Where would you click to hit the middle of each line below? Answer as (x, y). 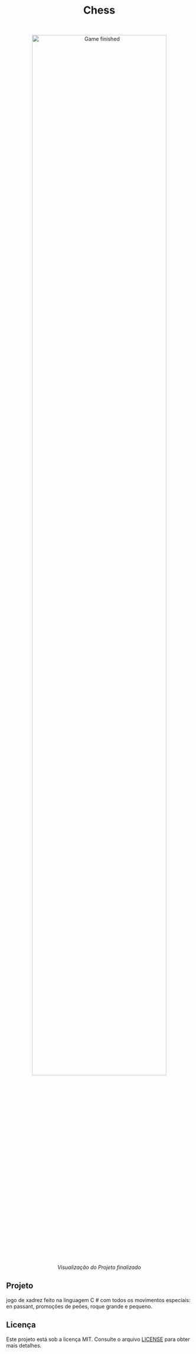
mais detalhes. (24, 1345)
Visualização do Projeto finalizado (99, 1267)
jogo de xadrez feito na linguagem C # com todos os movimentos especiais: (98, 1300)
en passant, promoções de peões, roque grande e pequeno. (79, 1306)
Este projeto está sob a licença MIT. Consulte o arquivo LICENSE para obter (98, 1339)
